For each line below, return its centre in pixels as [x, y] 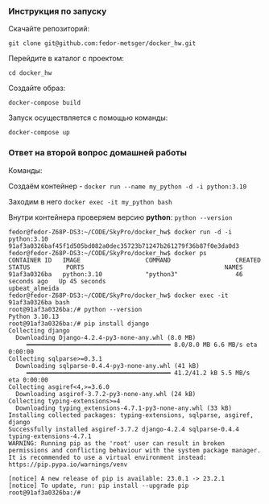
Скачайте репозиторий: [49, 29]
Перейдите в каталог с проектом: [66, 59]
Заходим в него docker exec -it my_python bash [91, 201]
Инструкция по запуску [58, 11]
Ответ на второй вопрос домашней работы [98, 153]
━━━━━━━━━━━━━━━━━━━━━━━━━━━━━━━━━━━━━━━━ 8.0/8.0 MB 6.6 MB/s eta [142, 345]
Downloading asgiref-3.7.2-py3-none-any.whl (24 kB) [106, 394]
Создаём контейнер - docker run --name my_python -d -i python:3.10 [128, 186]
